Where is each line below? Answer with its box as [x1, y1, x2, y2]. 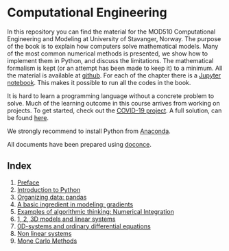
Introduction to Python [16, 185, 81, 193]
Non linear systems [16, 229, 72, 237]
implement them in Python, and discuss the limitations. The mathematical [7, 56, 214, 64]
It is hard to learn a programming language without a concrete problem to [7, 91, 215, 100]
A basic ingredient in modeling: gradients [16, 200, 134, 208]
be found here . [7, 113, 49, 121]
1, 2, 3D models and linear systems [16, 215, 116, 223]
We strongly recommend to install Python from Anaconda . [7, 127, 171, 135]
